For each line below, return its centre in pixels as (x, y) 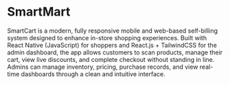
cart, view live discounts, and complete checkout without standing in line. (111, 59)
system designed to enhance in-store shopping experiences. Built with (107, 37)
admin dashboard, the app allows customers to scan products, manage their (115, 52)
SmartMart (39, 12)
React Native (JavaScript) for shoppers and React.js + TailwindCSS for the (112, 45)
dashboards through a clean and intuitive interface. (93, 74)
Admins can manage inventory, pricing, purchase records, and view (103, 67)
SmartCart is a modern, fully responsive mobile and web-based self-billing (113, 31)
